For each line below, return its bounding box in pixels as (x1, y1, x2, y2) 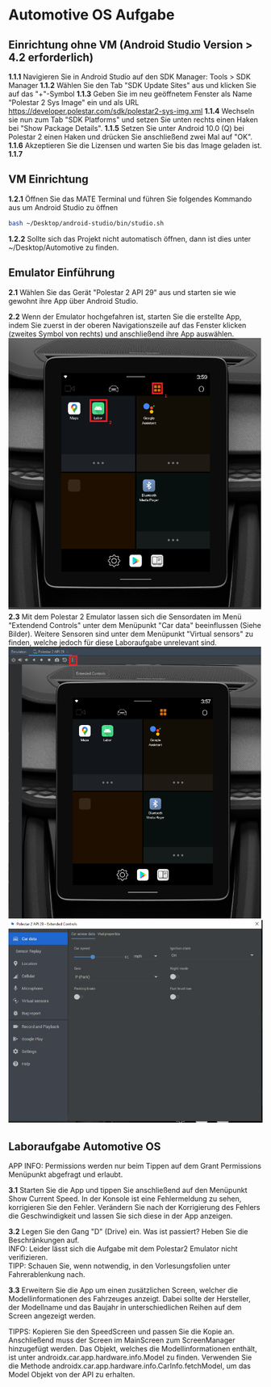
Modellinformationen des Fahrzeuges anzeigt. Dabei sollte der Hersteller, (8, 1293, 252, 1303)
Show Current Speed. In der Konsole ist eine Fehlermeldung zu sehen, (8, 1194, 242, 1204)
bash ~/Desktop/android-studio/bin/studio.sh (8, 219, 164, 227)
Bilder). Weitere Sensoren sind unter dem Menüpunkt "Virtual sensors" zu (8, 629, 254, 639)
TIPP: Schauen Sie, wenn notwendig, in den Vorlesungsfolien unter (8, 1261, 231, 1271)
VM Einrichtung (8, 172, 89, 187)
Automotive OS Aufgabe (8, 6, 175, 24)
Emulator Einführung (8, 266, 115, 280)
